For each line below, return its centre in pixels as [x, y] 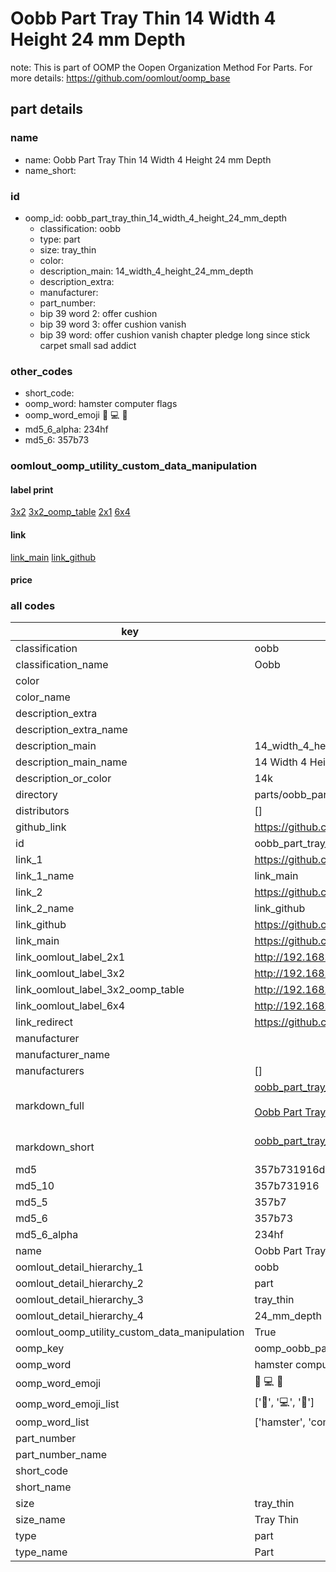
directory [36, 795]
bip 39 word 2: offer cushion [98, 313]
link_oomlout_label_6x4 [70, 1006]
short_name [43, 1487]
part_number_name [61, 1455]
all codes [33, 606]
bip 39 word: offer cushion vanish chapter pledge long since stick [175, 334]
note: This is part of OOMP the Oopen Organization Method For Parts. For [161, 67]
